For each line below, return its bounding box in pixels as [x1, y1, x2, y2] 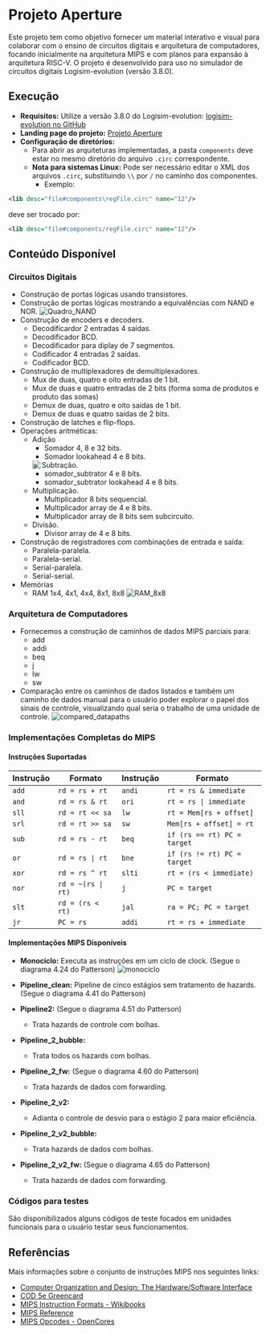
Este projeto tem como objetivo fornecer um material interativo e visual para [8, 32, 260, 42]
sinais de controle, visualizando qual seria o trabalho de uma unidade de [19, 703, 260, 713]
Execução [8, 90, 59, 104]
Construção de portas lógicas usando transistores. [19, 289, 188, 299]
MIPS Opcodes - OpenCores [19, 1316, 115, 1326]
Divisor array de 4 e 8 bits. [43, 529, 133, 538]
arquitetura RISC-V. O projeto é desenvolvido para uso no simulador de [8, 58, 243, 68]
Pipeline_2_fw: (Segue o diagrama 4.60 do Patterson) [19, 1066, 199, 1076]
